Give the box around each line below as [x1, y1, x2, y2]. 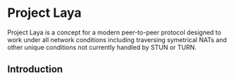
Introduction [7, 63, 63, 75]
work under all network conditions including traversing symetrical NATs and [7, 35, 227, 44]
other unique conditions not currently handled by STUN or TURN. [7, 43, 197, 51]
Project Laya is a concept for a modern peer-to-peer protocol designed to [7, 28, 222, 36]
